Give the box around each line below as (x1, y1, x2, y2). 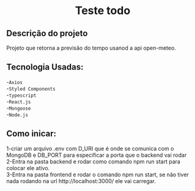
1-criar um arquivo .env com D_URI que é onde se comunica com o (6, 144, 174, 152)
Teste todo (75, 4, 131, 18)
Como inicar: (6, 129, 57, 139)
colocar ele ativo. (6, 164, 50, 171)
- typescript (6, 91, 37, 99)
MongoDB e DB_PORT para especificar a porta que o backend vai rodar (6, 151, 187, 159)
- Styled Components (6, 84, 56, 92)
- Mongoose (6, 104, 31, 111)
